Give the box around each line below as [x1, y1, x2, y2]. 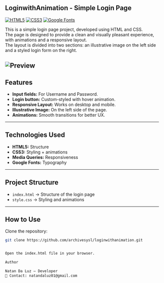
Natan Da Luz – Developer [5, 269, 58, 274]
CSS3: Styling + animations [12, 149, 68, 155]
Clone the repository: [5, 228, 48, 234]
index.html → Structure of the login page [12, 191, 95, 197]
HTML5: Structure [12, 144, 49, 150]
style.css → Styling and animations [12, 196, 84, 203]
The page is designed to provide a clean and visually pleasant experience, [5, 31, 155, 37]
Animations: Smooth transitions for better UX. [12, 112, 105, 118]
